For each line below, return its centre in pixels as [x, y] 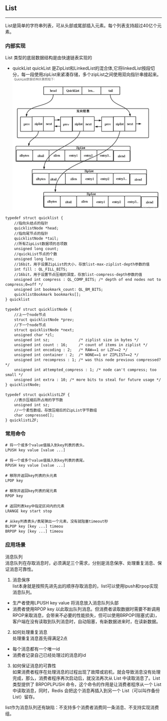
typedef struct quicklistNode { [39, 310]
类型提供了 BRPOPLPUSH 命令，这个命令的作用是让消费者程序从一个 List [87, 684]
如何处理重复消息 [30, 632]
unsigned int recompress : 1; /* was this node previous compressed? [88, 360]
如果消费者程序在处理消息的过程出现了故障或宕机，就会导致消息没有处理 [86, 672]
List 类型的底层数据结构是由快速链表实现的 [49, 58]
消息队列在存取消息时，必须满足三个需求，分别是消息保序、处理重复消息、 [81, 563]
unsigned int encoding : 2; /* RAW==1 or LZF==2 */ [71, 350]
